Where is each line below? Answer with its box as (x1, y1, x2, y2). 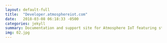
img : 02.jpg (5, 30, 30, 35)
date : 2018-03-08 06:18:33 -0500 (5, 16, 79, 21)
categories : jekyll (5, 21, 46, 26)
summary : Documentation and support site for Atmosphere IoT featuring (5, 26, 157, 31)
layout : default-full (5, 7, 50, 12)
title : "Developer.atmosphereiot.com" (5, 12, 88, 17)
